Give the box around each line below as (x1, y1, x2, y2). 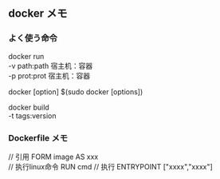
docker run (8, 51, 45, 61)
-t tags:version (8, 110, 57, 121)
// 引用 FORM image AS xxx (8, 152, 99, 161)
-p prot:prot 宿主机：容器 (8, 70, 91, 81)
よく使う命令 (8, 33, 58, 44)
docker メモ (8, 6, 68, 21)
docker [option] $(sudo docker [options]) (8, 86, 143, 97)
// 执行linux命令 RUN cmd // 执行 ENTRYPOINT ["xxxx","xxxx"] (8, 161, 213, 171)
